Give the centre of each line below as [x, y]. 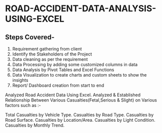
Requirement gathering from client [47, 49]
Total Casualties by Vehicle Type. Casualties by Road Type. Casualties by [80, 115]
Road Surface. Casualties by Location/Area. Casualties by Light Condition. [80, 120]
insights [20, 80]
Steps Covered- [30, 37]
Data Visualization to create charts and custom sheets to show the [79, 75]
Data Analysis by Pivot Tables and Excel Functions [63, 70]
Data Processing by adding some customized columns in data [75, 65]
